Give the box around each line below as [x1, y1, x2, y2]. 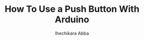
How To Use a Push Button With [5, 3, 139, 15]
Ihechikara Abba [55, 30, 89, 36]
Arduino [54, 14, 90, 25]
